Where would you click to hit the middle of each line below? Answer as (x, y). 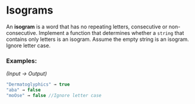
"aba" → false (24, 90)
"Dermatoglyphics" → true (38, 84)
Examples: (22, 61)
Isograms (30, 10)
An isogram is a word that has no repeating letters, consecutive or (87, 27)
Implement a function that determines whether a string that (111, 32)
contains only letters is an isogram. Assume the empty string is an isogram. (97, 39)
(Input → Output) (27, 74)
